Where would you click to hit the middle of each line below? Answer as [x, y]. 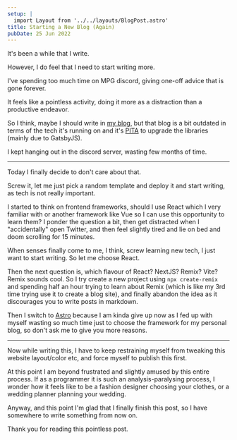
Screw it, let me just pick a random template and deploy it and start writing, [116, 186]
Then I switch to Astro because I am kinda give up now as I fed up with [110, 315]
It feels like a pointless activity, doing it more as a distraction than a [105, 102]
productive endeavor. [38, 109]
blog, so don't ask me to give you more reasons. [77, 330]
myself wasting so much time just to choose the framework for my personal [117, 323]
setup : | [20, 14]
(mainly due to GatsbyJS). [45, 138]
